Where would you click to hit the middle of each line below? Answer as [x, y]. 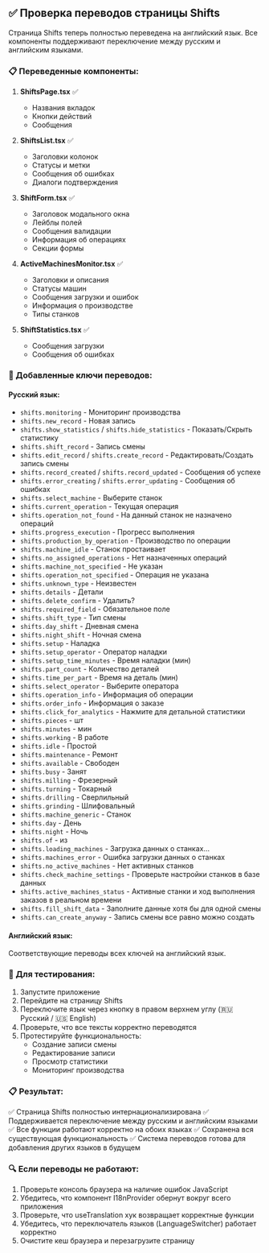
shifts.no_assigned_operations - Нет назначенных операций [123, 558]
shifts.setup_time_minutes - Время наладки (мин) [105, 660]
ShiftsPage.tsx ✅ [49, 92]
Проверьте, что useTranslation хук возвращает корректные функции [137, 1215]
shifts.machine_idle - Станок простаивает [93, 549]
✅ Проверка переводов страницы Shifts [114, 13]
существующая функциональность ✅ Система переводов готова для [127, 1139]
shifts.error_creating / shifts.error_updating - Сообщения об [127, 481]
